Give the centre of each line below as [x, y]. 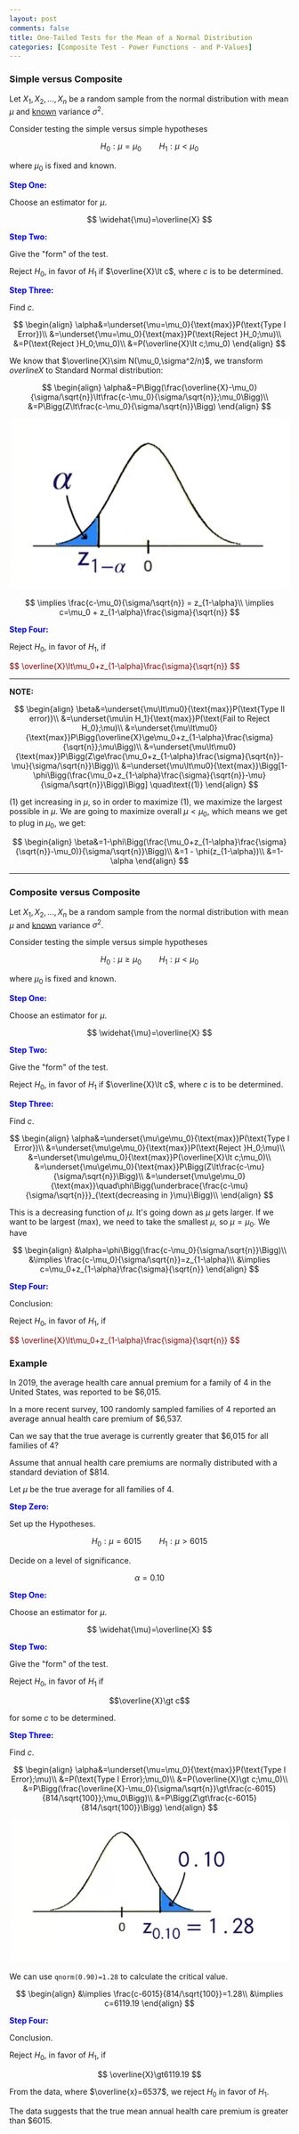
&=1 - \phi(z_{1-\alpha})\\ [219, 852]
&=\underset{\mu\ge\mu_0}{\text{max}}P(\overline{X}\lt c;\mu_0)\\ [149, 1157]
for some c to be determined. [63, 1718]
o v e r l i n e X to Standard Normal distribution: [86, 370]
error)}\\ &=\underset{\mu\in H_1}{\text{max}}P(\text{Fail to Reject [149, 718]
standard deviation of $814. [59, 1472]
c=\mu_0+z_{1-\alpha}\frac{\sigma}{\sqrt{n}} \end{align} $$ [149, 1269]
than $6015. [31, 2120]
